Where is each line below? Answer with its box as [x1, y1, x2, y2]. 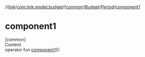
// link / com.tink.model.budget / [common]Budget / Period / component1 [5, 4, 140, 10]
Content [5, 42, 21, 47]
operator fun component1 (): [5, 46, 60, 52]
